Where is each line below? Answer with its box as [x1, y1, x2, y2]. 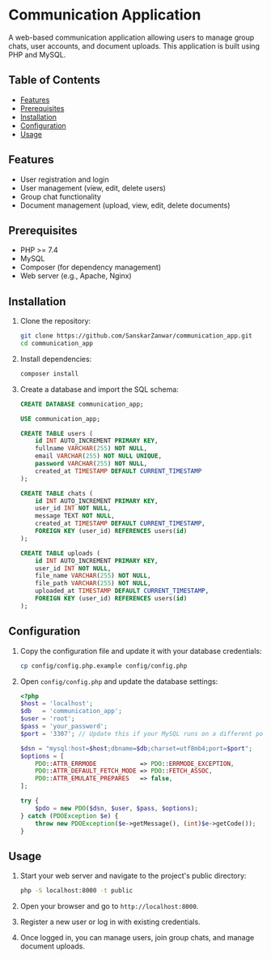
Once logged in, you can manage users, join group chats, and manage [19, 933, 255, 943]
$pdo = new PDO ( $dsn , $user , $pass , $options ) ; [35, 804, 198, 812]
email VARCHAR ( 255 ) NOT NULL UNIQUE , [35, 452, 163, 460]
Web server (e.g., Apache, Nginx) [19, 271, 132, 281]
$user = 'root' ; [19, 715, 75, 723]
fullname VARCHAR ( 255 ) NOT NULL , [35, 445, 148, 453]
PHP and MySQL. [8, 49, 66, 59]
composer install [19, 369, 79, 378]
